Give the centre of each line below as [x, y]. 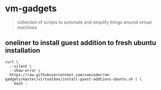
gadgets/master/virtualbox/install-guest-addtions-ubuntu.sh [69, 79]
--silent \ [21, 66]
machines [27, 27]
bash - [21, 83]
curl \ [12, 62]
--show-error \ [25, 70]
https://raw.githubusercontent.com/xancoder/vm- [60, 75]
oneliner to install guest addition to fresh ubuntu [81, 43]
